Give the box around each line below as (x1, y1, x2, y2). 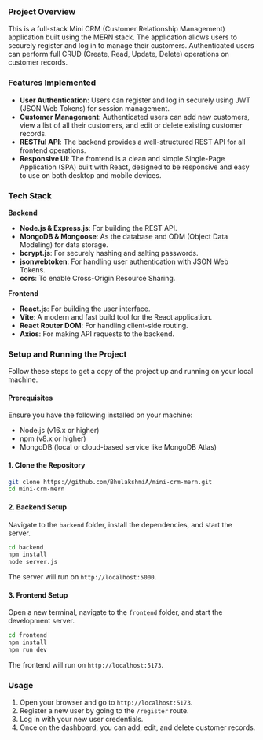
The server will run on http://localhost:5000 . (8, 572, 157, 582)
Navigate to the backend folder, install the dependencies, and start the (8, 520, 233, 529)
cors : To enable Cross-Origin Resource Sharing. (19, 273, 176, 283)
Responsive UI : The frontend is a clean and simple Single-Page (19, 154, 225, 163)
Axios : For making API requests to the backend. (19, 329, 175, 339)
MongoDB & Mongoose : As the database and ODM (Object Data (19, 231, 228, 241)
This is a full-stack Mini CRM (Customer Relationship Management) (8, 24, 225, 34)
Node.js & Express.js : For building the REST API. (19, 223, 178, 232)
